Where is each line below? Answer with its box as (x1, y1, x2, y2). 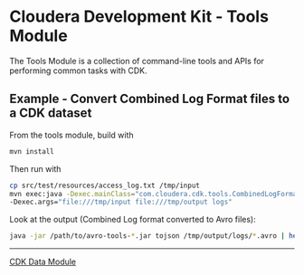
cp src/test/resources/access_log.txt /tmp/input (9, 181, 201, 190)
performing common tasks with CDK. (9, 65, 147, 76)
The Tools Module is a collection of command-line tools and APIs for (9, 55, 265, 66)
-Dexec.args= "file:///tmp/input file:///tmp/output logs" (9, 197, 233, 207)
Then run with (9, 163, 62, 174)
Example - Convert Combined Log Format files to (9, 91, 290, 107)
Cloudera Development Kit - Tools (9, 6, 270, 27)
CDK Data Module (9, 256, 77, 268)
